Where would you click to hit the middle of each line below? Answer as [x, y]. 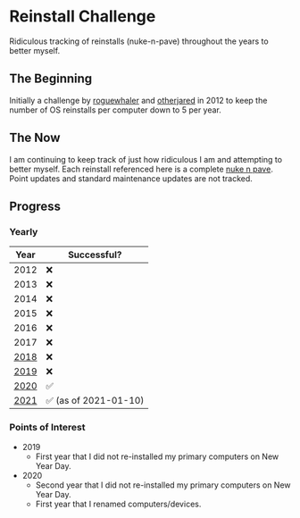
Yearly [24, 231]
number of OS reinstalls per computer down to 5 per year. [115, 110]
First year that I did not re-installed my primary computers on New [157, 456]
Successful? [95, 255]
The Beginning [51, 79]
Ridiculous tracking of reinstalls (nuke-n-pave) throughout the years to [139, 41]
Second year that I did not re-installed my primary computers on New [163, 485]
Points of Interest [47, 428]
